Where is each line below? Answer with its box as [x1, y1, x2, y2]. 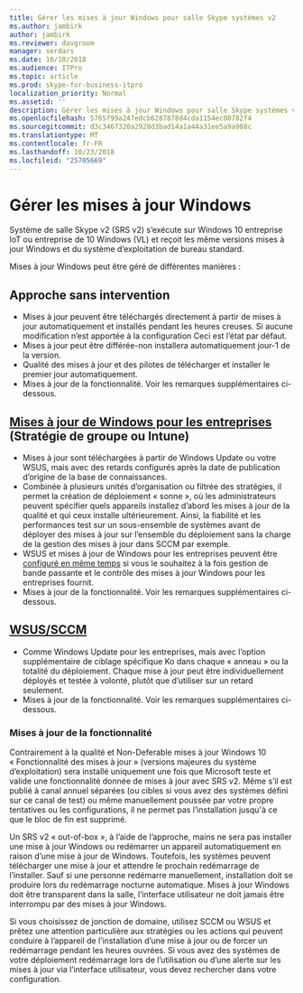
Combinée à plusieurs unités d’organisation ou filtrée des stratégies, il [22, 481, 282, 492]
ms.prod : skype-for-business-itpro [9, 80, 143, 89]
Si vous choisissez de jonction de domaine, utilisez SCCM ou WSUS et [9, 916, 271, 927]
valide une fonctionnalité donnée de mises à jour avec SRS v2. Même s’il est [9, 775, 293, 786]
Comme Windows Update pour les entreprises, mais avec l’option [22, 646, 266, 657]
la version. [22, 349, 61, 361]
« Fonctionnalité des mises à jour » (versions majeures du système [9, 756, 257, 767]
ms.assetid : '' [9, 97, 67, 107]
